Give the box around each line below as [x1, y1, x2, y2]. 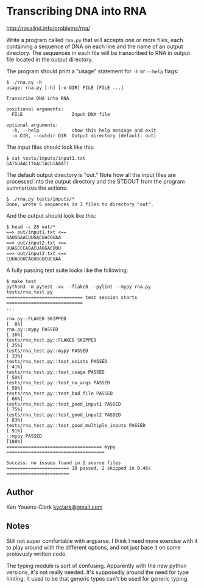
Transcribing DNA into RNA [6, 4, 147, 18]
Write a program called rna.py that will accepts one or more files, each [6, 36, 183, 43]
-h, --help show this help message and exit [12, 127, 157, 134]
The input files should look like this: [6, 143, 95, 151]
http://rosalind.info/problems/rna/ [6, 24, 90, 32]
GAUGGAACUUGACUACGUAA [6, 234, 62, 240]
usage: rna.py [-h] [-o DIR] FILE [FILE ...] [6, 84, 124, 91]
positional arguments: [6, 106, 64, 112]
